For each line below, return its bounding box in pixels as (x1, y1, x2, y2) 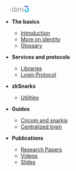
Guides (11, 105, 30, 112)
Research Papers (20, 146, 62, 153)
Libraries (20, 65, 42, 72)
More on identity (20, 35, 61, 42)
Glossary (20, 42, 42, 49)
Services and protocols (11, 53, 70, 60)
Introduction (20, 29, 51, 37)
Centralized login (20, 123, 62, 130)
